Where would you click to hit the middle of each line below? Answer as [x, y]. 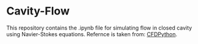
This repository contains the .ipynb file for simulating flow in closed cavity [99, 28]
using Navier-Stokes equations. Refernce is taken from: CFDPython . [92, 34]
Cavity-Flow [38, 11]
